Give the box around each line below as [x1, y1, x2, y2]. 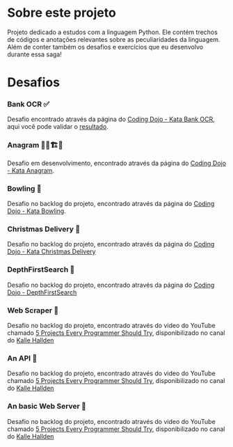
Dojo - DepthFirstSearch [7, 288, 77, 297]
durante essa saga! [7, 50, 63, 58]
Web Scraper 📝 [7, 305, 59, 315]
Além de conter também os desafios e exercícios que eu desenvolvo [7, 42, 204, 51]
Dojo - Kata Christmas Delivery [7, 247, 96, 256]
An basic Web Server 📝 [7, 402, 87, 411]
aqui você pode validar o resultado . [7, 123, 109, 131]
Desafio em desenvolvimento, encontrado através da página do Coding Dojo [7, 159, 227, 167]
